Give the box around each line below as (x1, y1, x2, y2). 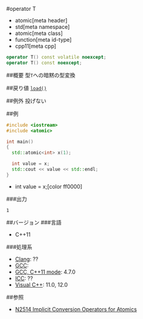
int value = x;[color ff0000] (14, 182, 83, 190)
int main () (6, 138, 34, 144)
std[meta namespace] (14, 24, 70, 30)
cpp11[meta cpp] (14, 42, 56, 50)
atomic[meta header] (14, 17, 68, 24)
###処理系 (6, 243, 33, 250)
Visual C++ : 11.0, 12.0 (14, 281, 68, 288)
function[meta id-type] (14, 36, 72, 43)
